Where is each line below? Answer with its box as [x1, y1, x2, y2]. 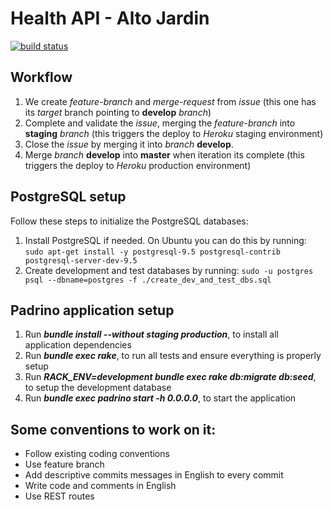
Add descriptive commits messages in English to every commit [24, 469, 284, 481]
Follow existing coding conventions [24, 448, 170, 460]
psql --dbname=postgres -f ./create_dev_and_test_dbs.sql [24, 275, 272, 285]
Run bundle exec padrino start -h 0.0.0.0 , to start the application [24, 392, 297, 404]
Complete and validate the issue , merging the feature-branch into [24, 117, 296, 129]
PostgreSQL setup [10, 188, 127, 206]
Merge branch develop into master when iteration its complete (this [24, 148, 305, 161]
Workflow [10, 69, 73, 86]
